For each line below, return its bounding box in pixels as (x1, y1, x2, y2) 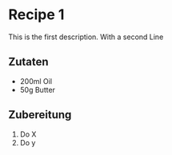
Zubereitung (8, 108, 72, 121)
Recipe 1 (8, 6, 65, 24)
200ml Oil (19, 76, 53, 85)
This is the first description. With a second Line (8, 32, 164, 42)
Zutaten (8, 55, 50, 69)
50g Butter (19, 85, 56, 94)
